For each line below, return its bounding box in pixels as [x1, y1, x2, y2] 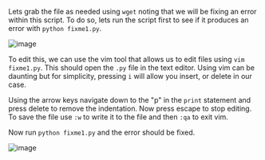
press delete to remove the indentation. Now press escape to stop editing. [8, 103, 252, 113]
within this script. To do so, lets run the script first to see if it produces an [8, 15, 249, 25]
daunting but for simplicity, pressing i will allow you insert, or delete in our [8, 72, 253, 80]
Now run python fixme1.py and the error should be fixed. [8, 127, 196, 137]
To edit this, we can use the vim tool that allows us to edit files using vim [8, 55, 245, 64]
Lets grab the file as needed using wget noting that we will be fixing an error [8, 7, 257, 16]
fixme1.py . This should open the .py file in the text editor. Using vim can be [8, 63, 255, 72]
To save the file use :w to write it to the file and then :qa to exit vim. [8, 112, 229, 122]
